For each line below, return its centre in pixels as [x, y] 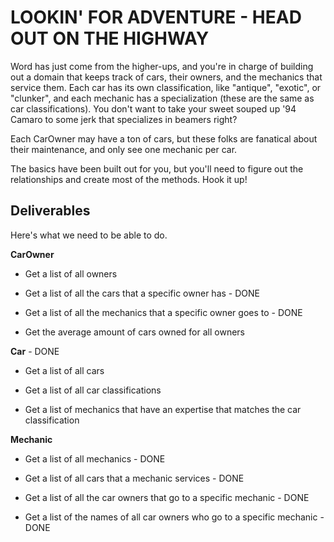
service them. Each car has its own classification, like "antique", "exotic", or [166, 87]
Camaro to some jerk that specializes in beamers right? [124, 119]
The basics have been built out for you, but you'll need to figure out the [157, 168]
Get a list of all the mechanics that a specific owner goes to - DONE [163, 312]
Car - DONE [35, 351]
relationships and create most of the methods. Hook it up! [129, 179]
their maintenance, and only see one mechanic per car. [124, 149]
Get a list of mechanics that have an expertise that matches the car [163, 409]
